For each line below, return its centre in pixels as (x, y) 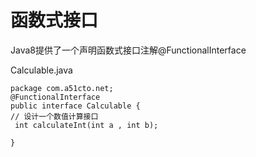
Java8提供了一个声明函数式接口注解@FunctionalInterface (128, 50)
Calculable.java (41, 70)
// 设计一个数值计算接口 (54, 116)
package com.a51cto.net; (62, 88)
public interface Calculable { (75, 106)
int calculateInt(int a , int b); (86, 125)
